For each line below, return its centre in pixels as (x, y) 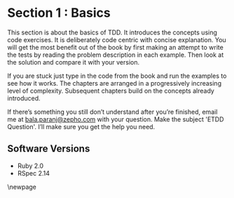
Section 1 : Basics (59, 13)
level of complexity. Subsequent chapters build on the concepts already (111, 91)
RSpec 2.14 (34, 173)
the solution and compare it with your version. (74, 62)
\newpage (22, 187)
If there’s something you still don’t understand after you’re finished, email (112, 112)
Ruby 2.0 (30, 166)
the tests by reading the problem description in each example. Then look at (116, 55)
